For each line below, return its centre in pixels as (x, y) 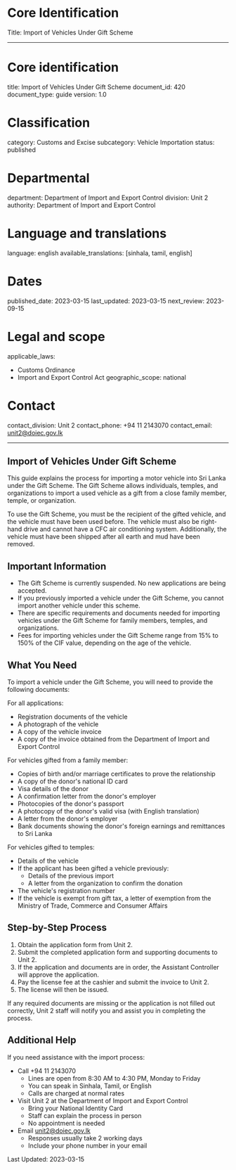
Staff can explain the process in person (85, 1115)
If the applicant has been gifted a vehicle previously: (93, 868)
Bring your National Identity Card (76, 1108)
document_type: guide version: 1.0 (57, 94)
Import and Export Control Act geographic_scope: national (101, 377)
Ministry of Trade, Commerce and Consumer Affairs (92, 906)
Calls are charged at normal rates (76, 1093)
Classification (48, 123)
